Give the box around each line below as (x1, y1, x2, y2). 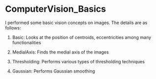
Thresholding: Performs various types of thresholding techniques (12, 58, 145, 64)
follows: (5, 25, 21, 30)
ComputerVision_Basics (5, 3, 106, 15)
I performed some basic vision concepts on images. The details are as (5, 20, 148, 26)
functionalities (12, 39, 41, 45)
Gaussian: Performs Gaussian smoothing (12, 68, 95, 74)
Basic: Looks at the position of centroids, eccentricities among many (12, 34, 152, 40)
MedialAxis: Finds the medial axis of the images (12, 49, 109, 55)
